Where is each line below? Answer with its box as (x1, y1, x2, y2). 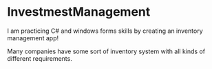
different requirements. (7, 54, 72, 62)
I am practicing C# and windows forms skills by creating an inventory (7, 27, 203, 35)
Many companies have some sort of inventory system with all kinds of (7, 47, 205, 55)
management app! (7, 33, 59, 42)
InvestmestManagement (7, 4, 151, 20)
